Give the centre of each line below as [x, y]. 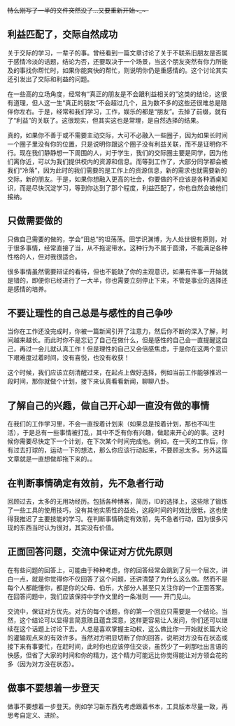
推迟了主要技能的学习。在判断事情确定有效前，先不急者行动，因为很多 [120, 519]
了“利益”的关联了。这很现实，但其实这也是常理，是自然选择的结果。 [105, 120]
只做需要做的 [35, 221]
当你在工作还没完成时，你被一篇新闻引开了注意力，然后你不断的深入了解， [114, 331]
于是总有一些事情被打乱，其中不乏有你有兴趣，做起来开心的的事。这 [120, 433]
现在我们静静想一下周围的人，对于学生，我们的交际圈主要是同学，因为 [120, 152]
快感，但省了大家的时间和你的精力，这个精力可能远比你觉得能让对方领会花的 [117, 655]
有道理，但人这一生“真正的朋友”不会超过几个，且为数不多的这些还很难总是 [114, 102]
